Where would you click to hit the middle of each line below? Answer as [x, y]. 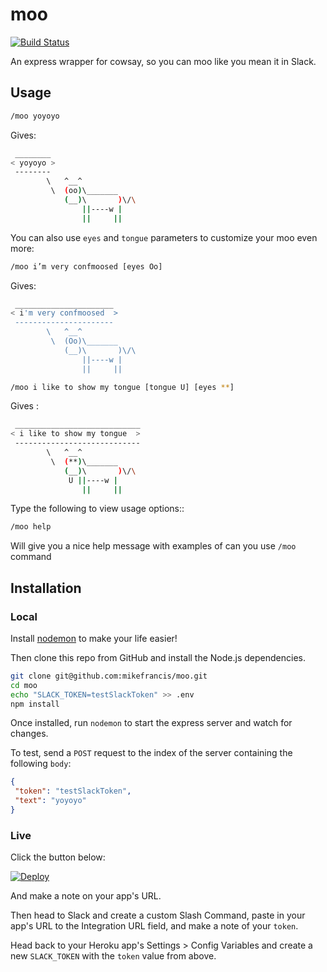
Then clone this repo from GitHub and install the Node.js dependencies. [158, 657]
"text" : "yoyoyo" [50, 801]
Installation [46, 588]
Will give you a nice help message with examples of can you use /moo [153, 546]
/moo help [31, 527]
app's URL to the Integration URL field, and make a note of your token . [154, 926]
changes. [29, 734]
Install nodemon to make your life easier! [94, 638]
